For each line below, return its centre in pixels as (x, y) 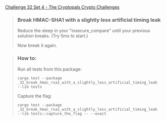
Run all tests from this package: (49, 69)
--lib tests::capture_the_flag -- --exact (62, 114)
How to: (27, 58)
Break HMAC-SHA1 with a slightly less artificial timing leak (89, 20)
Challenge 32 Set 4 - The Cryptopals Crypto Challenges (62, 7)
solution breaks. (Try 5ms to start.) (53, 36)
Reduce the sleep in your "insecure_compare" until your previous (83, 31)
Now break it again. (37, 45)
